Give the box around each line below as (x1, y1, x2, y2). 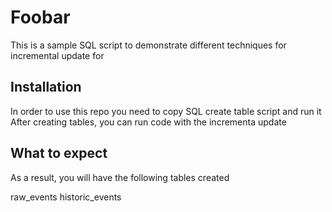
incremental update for (10, 49, 105, 61)
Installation (10, 79, 82, 96)
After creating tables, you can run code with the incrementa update (10, 116, 287, 128)
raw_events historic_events (10, 191, 122, 203)
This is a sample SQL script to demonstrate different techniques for (10, 39, 287, 51)
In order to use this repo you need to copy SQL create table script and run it (10, 105, 322, 117)
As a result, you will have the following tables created (10, 171, 230, 183)
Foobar (10, 6, 71, 29)
